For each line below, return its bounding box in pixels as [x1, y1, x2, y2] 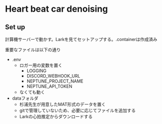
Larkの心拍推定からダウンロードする [19, 114, 93, 119]
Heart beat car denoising [5, 3, 108, 15]
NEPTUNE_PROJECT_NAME [26, 78, 84, 84]
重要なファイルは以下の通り [5, 47, 61, 52]
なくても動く [19, 89, 45, 95]
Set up [5, 23, 25, 31]
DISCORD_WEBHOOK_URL [26, 73, 81, 79]
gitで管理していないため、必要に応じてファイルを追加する [19, 107, 136, 113]
